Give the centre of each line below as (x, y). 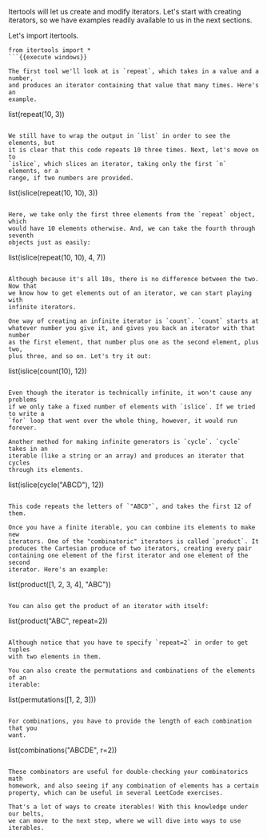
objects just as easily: (50, 243)
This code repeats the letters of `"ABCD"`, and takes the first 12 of (130, 506)
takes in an (28, 449)
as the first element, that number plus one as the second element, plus (134, 342)
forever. (23, 428)
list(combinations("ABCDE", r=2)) (63, 750)
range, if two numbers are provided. (71, 178)
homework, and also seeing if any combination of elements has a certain (134, 786)
